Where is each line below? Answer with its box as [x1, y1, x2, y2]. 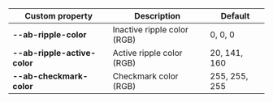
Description [133, 11, 181, 21]
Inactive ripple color [112, 24, 189, 35]
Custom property [24, 11, 93, 21]
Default [220, 11, 250, 21]
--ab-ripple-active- [12, 48, 96, 58]
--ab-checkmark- [12, 70, 89, 82]
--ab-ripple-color [12, 29, 87, 40]
